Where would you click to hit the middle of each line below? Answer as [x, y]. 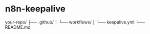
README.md [18, 27]
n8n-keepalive [35, 9]
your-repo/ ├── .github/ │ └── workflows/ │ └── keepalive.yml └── [75, 22]
